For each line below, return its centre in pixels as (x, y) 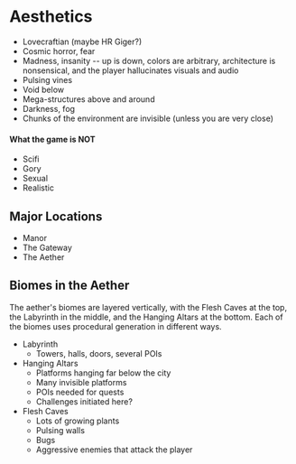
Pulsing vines (47, 79)
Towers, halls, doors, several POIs (99, 353)
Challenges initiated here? (84, 401)
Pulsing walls (60, 430)
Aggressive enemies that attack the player (114, 450)
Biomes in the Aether (69, 286)
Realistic (38, 188)
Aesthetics (51, 17)
